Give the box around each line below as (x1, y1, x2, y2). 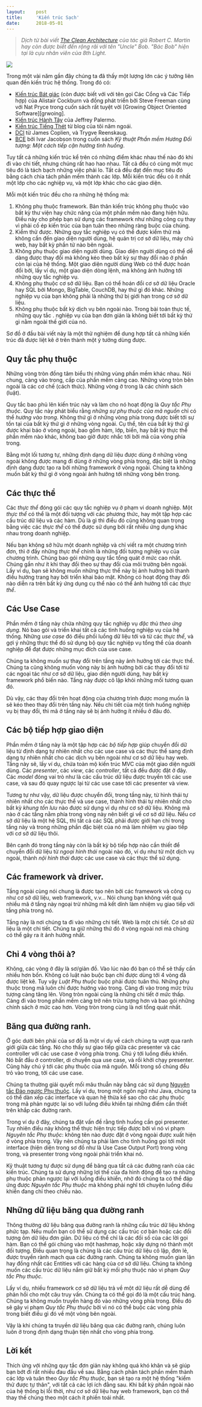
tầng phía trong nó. (6, 907, 54, 914)
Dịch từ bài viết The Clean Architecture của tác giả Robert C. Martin (21, 37, 191, 44)
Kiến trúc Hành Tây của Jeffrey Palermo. (14, 116, 116, 124)
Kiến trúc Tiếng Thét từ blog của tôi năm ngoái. (14, 123, 133, 130)
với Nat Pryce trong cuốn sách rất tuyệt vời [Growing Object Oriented (14, 103, 187, 111)
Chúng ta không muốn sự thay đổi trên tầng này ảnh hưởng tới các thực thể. (6, 657, 195, 665)
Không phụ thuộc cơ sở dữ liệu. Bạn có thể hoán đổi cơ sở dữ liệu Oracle (14, 280, 195, 287)
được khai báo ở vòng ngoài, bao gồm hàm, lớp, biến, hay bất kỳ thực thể (6, 427, 188, 434)
